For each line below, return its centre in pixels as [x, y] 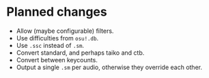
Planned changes [57, 12]
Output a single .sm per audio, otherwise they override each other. [109, 67]
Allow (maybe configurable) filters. [65, 31]
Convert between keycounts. [57, 60]
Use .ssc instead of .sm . [50, 45]
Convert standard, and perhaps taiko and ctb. [80, 53]
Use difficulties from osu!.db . [57, 38]
